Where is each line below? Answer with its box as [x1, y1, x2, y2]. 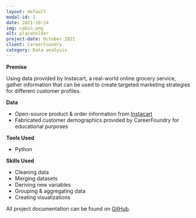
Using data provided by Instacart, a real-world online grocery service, [6, 74, 176, 82]
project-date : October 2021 [6, 36, 76, 42]
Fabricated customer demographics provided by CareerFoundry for [14, 116, 179, 123]
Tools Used [6, 134, 34, 141]
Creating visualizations [14, 193, 71, 201]
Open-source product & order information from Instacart [14, 110, 153, 117]
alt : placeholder [6, 31, 49, 37]
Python [14, 145, 33, 152]
